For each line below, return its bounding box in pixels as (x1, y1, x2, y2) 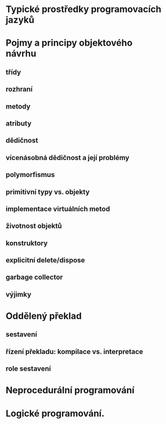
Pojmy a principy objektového (6, 37, 133, 49)
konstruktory (6, 239, 48, 247)
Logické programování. (6, 407, 105, 419)
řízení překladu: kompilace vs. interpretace (6, 347, 143, 356)
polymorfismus (6, 171, 55, 179)
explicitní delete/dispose (6, 256, 85, 265)
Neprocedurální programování (6, 385, 135, 396)
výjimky (6, 290, 32, 299)
